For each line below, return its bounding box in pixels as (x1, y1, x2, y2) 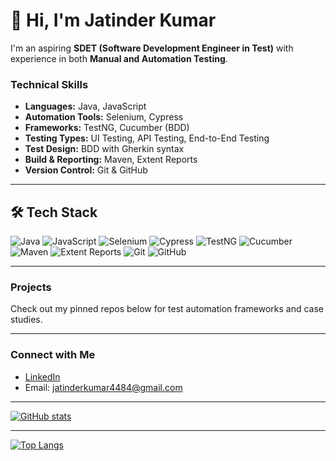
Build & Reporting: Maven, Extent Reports (24, 154, 198, 166)
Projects (10, 280, 52, 294)
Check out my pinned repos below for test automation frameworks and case (10, 303, 325, 315)
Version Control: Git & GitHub (24, 164, 148, 176)
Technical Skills (10, 77, 89, 91)
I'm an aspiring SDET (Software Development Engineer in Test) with (10, 42, 294, 54)
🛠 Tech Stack (10, 204, 98, 221)
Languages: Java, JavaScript (24, 100, 147, 113)
